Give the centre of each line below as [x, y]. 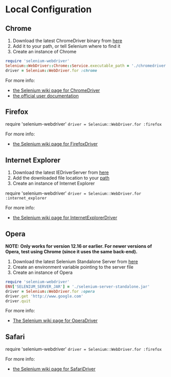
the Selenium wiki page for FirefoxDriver [55, 144]
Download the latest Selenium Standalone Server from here [75, 262]
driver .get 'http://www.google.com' [44, 296]
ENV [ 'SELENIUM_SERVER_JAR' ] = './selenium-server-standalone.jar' [78, 286]
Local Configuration [49, 9]
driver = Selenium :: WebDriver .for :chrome [51, 70]
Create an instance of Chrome [45, 52]
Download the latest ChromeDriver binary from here [67, 41]
